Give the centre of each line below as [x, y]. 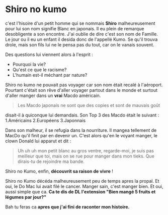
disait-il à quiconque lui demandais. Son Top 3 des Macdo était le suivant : [82, 115]
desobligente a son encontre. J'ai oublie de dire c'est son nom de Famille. [82, 34]
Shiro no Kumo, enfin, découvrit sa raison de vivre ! [59, 171]
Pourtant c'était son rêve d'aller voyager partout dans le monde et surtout [81, 90]
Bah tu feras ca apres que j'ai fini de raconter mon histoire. [67, 207]
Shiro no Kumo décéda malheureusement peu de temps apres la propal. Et [82, 181]
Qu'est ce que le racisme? [39, 70]
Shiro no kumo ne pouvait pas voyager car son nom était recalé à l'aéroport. [84, 85]
